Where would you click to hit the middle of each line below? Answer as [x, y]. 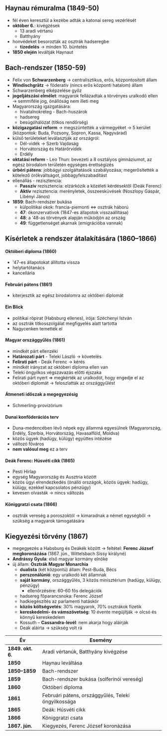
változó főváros [28, 444]
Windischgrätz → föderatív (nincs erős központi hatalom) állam [78, 85]
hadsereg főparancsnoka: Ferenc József [61, 596]
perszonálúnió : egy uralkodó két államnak [63, 575]
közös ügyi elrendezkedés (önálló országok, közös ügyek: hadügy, [81, 482]
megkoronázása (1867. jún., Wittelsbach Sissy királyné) [69, 554]
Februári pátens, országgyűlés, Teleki [86, 696]
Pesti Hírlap [24, 472]
